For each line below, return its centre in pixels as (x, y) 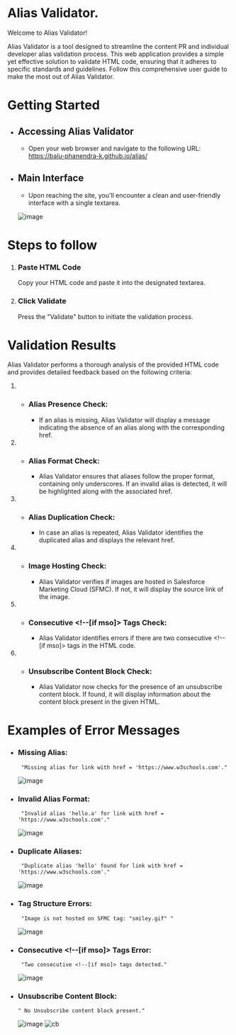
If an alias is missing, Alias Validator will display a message (124, 420)
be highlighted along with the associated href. (105, 491)
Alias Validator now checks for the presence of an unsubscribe (130, 687)
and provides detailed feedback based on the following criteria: (100, 372)
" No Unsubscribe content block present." (81, 1011)
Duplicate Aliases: (50, 851)
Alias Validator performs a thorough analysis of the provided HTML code (113, 365)
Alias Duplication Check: (72, 517)
